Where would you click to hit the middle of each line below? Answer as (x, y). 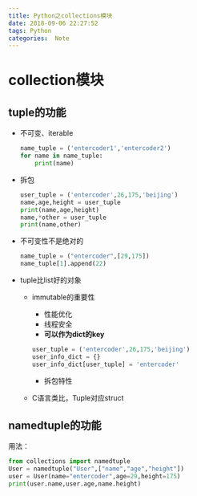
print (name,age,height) (60, 209)
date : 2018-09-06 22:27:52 (53, 23)
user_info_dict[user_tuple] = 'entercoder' (106, 364)
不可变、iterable (46, 133)
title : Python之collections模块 (60, 16)
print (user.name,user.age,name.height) (75, 484)
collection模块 (56, 80)
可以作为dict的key (74, 334)
